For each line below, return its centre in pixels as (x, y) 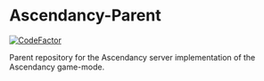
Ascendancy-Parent (86, 16)
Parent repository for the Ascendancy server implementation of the (132, 57)
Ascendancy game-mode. (57, 67)
